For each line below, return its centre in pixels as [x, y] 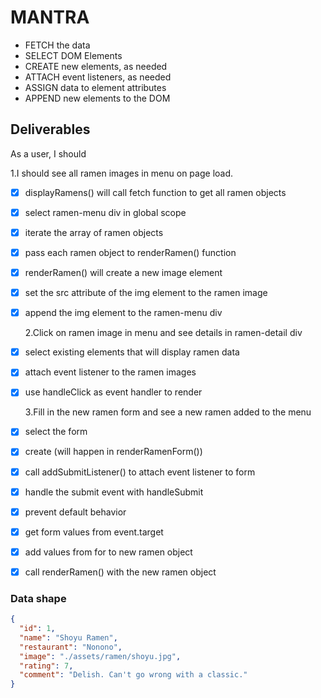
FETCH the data [57, 45]
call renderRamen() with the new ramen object [120, 572]
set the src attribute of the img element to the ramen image [146, 293]
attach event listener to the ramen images [110, 372]
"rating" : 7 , [46, 666]
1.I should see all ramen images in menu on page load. [122, 173]
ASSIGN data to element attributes [95, 87]
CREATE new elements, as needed [96, 66]
